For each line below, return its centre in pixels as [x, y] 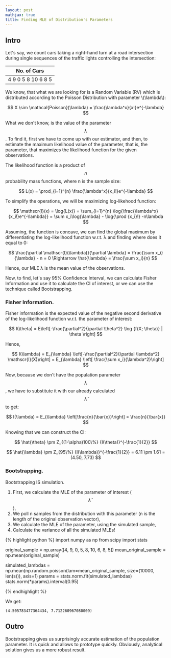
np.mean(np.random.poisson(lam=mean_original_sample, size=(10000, [80, 570]
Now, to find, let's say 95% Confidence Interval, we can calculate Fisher [81, 278]
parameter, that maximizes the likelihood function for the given [71, 150]
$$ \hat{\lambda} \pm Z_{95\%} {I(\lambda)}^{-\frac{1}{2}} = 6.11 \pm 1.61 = [86, 452]
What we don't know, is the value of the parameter [58, 123]
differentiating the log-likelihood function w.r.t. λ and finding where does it [83, 237]
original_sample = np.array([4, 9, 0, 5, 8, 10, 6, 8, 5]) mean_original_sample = [86, 550]
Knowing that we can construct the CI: [45, 432]
